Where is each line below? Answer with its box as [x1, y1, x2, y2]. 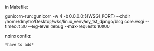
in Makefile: [5, 4, 28, 10]
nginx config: [5, 33, 32, 38]
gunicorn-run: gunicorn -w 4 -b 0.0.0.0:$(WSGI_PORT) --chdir [5, 13, 130, 19]
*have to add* [5, 42, 34, 47]
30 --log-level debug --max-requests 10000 [21, 24, 110, 29]
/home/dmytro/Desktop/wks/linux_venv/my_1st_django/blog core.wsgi [5, 19, 144, 24]
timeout [5, 24, 20, 29]
